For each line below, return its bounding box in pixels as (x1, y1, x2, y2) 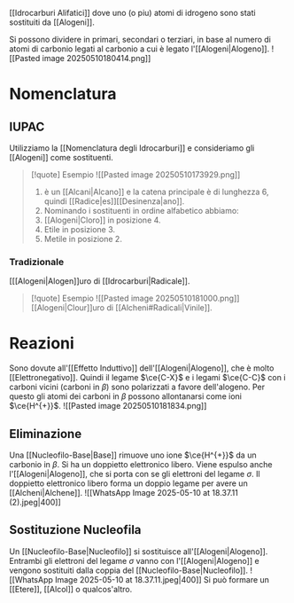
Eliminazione (9, 426, 82, 442)
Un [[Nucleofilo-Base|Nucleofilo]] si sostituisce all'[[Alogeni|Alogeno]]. (9, 545, 268, 557)
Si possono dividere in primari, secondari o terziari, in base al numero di (9, 35, 272, 44)
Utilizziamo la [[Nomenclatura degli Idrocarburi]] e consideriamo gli (9, 143, 255, 153)
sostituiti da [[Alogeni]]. (9, 17, 95, 27)
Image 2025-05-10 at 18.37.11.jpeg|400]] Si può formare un (54, 574, 270, 584)
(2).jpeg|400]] (9, 497, 62, 508)
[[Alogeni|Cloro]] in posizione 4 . (43, 215, 161, 225)
